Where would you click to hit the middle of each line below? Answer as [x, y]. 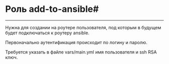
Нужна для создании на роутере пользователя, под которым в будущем [83, 27]
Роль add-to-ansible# [52, 9]
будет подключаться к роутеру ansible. [47, 33]
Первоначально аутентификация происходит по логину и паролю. [76, 42]
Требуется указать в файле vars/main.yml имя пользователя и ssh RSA [81, 52]
